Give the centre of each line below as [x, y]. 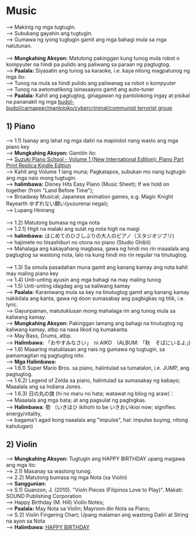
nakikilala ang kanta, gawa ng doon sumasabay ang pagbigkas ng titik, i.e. [96, 298]
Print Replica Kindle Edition [39, 165]
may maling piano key [32, 273]
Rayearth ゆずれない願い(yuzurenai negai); [58, 203]
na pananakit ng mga [32, 101]
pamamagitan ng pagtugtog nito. [45, 355]
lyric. [12, 304]
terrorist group [155, 108]
